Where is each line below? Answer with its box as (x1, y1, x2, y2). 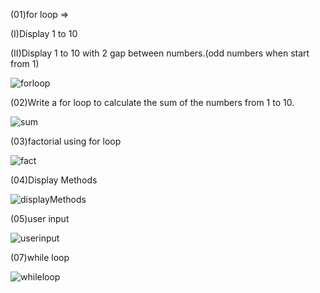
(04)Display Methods (10, 174, 98, 186)
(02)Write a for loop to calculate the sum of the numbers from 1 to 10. (10, 97, 295, 108)
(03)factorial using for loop (10, 135, 122, 147)
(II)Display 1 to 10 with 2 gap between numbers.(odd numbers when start (10, 47, 310, 59)
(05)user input (10, 213, 70, 224)
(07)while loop (10, 252, 70, 263)
